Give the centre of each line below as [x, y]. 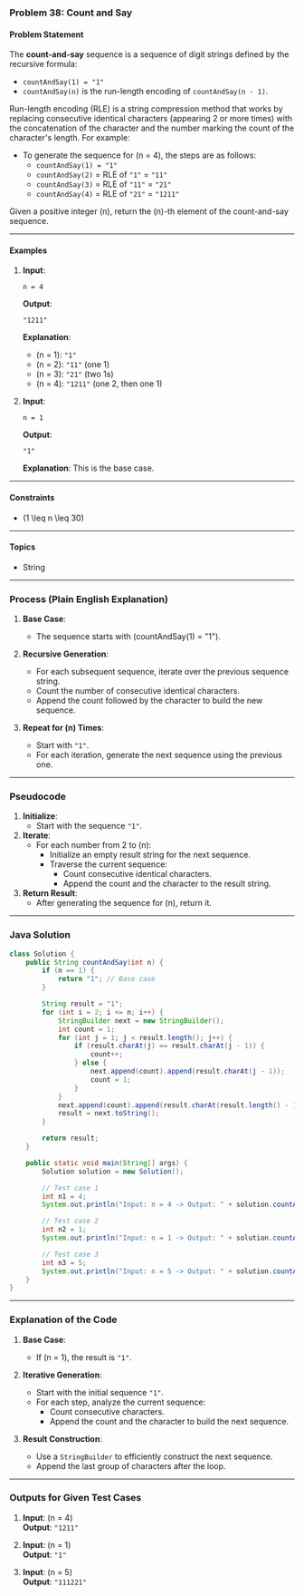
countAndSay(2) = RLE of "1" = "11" [102, 175]
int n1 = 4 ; [65, 1196]
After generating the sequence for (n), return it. [124, 903]
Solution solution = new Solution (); [113, 1172]
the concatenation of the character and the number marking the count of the [152, 128]
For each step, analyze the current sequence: [121, 1402]
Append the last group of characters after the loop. [131, 1465]
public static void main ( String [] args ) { [107, 1163]
